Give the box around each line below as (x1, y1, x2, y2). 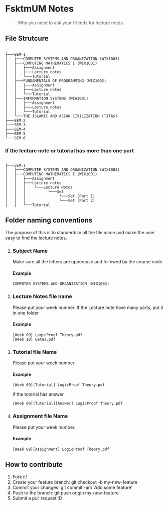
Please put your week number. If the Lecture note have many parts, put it (12, 305, 163, 311)
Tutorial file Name (12, 348, 57, 355)
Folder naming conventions (5, 216, 93, 225)
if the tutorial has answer (12, 391, 64, 397)
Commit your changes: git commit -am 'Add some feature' (12, 484, 133, 490)
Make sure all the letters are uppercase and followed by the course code (12, 259, 162, 265)
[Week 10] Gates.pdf (12, 337, 56, 342)
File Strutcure (5, 34, 49, 43)
